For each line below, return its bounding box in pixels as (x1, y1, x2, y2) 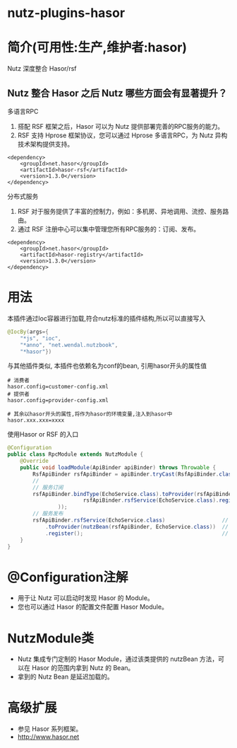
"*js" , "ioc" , (20, 335, 61, 342)
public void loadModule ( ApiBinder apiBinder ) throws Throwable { (20, 464, 217, 471)
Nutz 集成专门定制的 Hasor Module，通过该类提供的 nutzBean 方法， (17, 655, 219, 663)
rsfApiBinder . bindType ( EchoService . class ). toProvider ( (32, 490, 197, 497)
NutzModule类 (7, 630, 94, 646)
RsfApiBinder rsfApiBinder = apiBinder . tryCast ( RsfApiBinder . (32, 471, 219, 478)
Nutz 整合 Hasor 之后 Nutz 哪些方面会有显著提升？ (7, 87, 228, 99)
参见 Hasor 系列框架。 (17, 725, 83, 733)
